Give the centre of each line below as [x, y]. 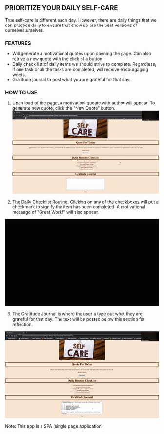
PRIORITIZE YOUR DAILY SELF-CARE [61, 8]
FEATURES [18, 43]
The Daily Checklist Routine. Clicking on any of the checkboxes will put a [85, 202]
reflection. [22, 324]
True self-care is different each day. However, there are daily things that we [81, 20]
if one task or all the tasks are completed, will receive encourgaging [80, 69]
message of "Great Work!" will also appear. [55, 212]
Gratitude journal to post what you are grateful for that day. [71, 80]
